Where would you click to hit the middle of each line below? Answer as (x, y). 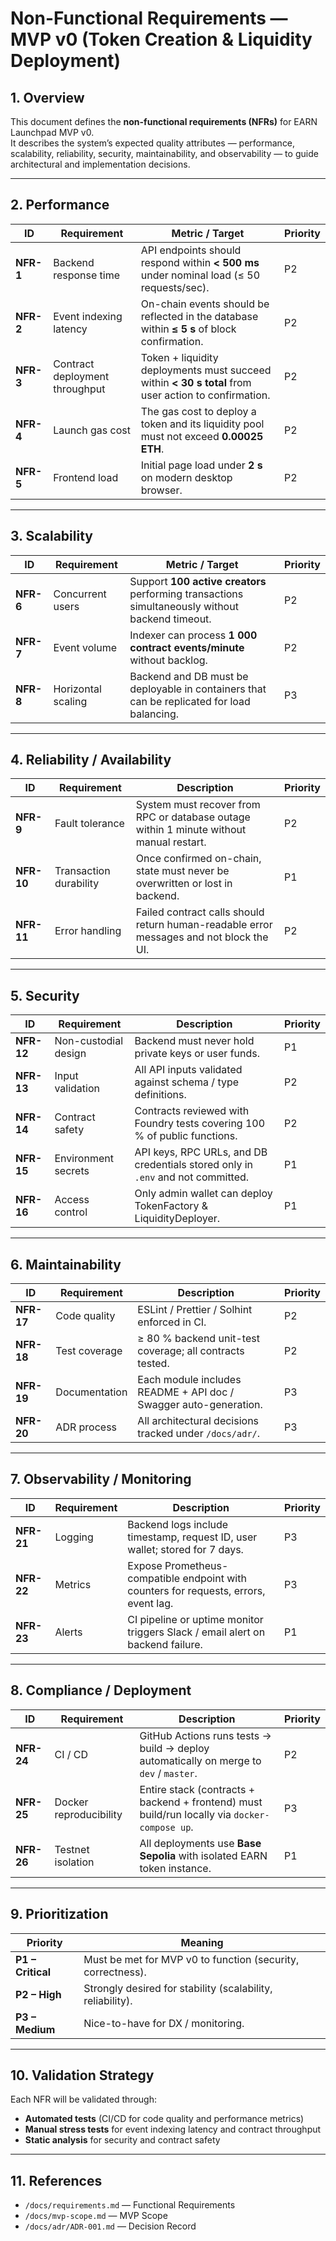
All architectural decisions (198, 1421)
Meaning (202, 1942)
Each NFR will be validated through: (83, 2099)
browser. (161, 490)
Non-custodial (89, 1041)
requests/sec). (175, 287)
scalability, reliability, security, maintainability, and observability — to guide (164, 153)
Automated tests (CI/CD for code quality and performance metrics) (164, 2119)
